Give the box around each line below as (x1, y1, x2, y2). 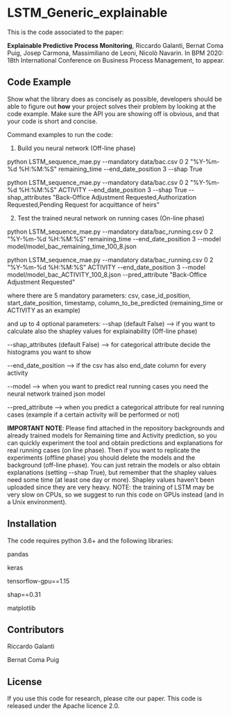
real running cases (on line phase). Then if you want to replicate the (7, 446, 200, 454)
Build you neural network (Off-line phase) (17, 144, 136, 152)
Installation (7, 518, 57, 530)
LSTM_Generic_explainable (7, 5, 168, 21)
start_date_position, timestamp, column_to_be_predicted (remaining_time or (7, 298, 223, 307)
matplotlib (7, 604, 36, 612)
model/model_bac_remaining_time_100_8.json (7, 242, 137, 250)
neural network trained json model (7, 389, 105, 398)
